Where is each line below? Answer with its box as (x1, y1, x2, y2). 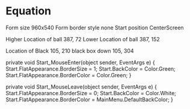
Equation (5, 4, 52, 18)
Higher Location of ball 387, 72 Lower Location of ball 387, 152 (5, 35, 160, 43)
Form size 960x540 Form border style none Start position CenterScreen (5, 24, 184, 31)
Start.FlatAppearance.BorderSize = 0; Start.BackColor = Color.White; (5, 89, 177, 96)
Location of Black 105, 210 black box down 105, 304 (5, 47, 134, 54)
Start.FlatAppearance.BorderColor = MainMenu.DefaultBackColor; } (5, 96, 174, 103)
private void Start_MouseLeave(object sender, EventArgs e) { (5, 83, 157, 90)
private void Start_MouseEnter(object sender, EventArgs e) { (5, 59, 155, 66)
